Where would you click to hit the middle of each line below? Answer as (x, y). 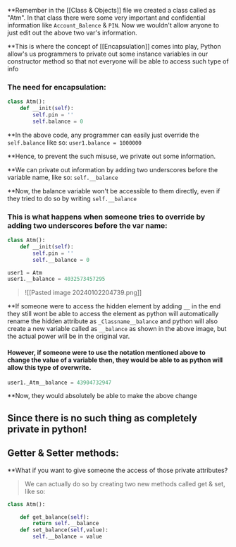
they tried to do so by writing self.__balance (72, 198)
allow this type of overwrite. (49, 367)
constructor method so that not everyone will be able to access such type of (118, 61)
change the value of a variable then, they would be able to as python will (115, 360)
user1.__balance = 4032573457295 (56, 279)
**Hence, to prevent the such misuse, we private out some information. (112, 156)
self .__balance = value (67, 537)
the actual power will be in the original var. (69, 336)
